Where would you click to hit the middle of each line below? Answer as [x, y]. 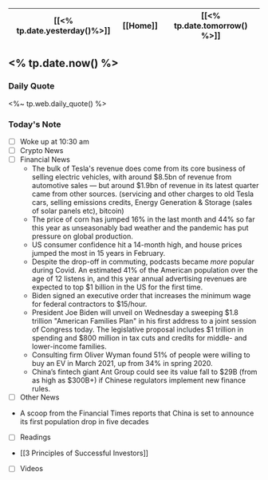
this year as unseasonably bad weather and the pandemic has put [140, 228]
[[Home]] [140, 26]
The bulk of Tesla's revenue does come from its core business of [138, 169]
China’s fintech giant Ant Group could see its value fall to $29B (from [144, 372]
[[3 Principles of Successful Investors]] [84, 453]
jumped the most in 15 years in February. [99, 254]
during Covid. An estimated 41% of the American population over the [145, 270]
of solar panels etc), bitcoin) [78, 211]
